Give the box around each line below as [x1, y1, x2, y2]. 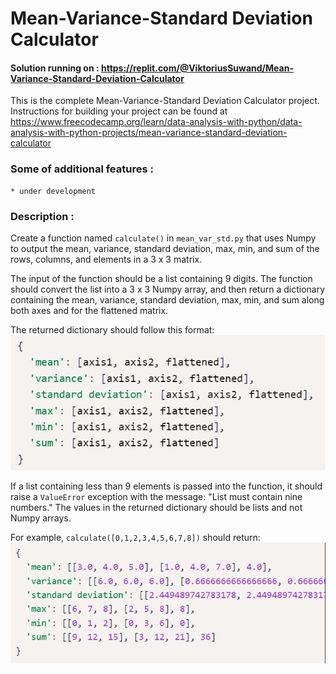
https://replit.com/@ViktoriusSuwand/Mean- [100, 62, 294, 74]
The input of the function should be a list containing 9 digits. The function [10, 272, 313, 284]
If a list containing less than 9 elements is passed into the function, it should [10, 480, 323, 492]
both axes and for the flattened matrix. [10, 304, 169, 316]
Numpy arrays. [10, 512, 72, 524]
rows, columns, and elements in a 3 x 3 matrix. [10, 253, 203, 265]
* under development [10, 186, 97, 196]
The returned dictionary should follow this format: [10, 323, 215, 336]
